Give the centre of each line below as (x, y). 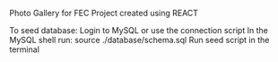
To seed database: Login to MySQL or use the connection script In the (139, 30)
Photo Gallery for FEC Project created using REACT (104, 13)
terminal (25, 49)
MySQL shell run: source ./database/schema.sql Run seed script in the (139, 40)
